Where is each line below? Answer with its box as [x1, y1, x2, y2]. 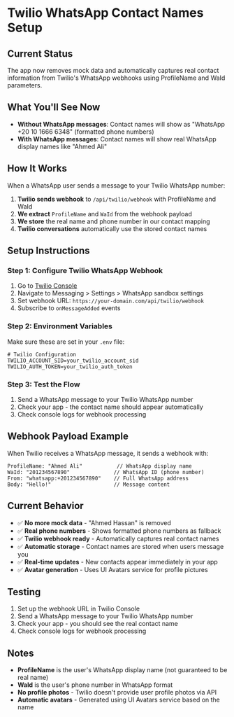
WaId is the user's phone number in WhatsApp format [17, 681, 173, 689]
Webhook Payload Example [7, 431, 129, 443]
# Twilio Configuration [7, 351, 77, 358]
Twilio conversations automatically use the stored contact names [17, 224, 207, 232]
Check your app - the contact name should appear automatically [17, 403, 204, 411]
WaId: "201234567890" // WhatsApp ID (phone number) [7, 468, 205, 475]
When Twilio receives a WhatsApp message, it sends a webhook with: [7, 449, 209, 457]
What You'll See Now [7, 102, 101, 113]
